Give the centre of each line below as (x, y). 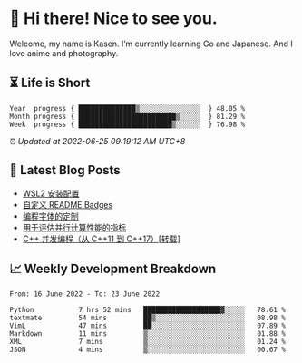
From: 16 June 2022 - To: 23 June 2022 (85, 294)
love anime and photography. (64, 53)
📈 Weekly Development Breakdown (113, 268)
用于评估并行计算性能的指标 (74, 227)
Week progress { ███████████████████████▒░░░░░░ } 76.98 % (127, 124)
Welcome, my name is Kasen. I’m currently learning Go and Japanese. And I (151, 44)
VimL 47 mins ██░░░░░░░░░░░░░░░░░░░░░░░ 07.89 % (147, 326)
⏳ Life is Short (50, 83)
